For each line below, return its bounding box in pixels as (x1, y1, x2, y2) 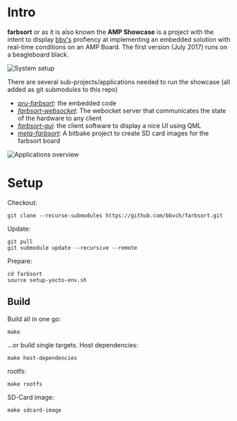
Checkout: (7, 198, 37, 207)
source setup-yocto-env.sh (7, 277, 87, 284)
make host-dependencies (7, 354, 78, 362)
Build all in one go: (7, 314, 62, 323)
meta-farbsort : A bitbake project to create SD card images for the (17, 129, 209, 137)
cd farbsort (7, 270, 42, 277)
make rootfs (7, 380, 42, 388)
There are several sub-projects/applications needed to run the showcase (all (7, 77, 231, 86)
